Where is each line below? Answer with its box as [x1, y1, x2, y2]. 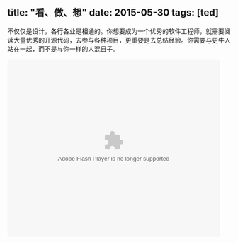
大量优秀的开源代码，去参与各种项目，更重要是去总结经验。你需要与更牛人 [13, 35, 231, 44]
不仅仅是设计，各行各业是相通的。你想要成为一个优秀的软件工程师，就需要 [7, 27, 225, 35]
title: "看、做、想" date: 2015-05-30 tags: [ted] [7, 6, 220, 19]
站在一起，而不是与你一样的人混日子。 [7, 45, 119, 53]
